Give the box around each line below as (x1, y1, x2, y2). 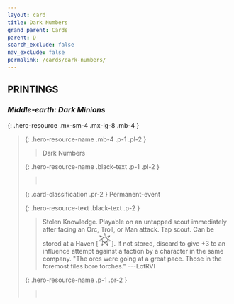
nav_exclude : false (7, 49, 65, 56)
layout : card (7, 11, 46, 18)
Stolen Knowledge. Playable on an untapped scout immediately (42, 217, 227, 226)
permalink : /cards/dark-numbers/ (7, 57, 106, 64)
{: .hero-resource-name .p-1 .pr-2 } (24, 276, 128, 284)
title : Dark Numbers (7, 18, 69, 26)
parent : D (7, 34, 37, 41)
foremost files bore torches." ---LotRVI (42, 261, 156, 270)
